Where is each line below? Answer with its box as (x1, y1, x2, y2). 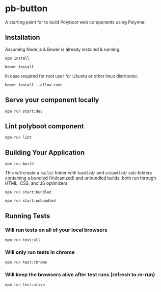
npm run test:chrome (5, 260, 48, 265)
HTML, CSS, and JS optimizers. (5, 180, 69, 186)
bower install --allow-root (5, 82, 63, 87)
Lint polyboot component (5, 122, 84, 130)
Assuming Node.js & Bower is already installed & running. (5, 46, 121, 52)
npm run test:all (5, 237, 41, 243)
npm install (5, 56, 29, 61)
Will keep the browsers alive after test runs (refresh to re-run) (5, 271, 156, 278)
